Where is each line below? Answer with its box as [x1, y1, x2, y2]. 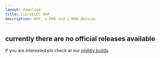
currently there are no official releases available [5, 34, 156, 43]
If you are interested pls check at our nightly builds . [5, 48, 110, 54]
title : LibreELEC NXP [5, 12, 50, 17]
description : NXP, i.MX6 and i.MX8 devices [5, 16, 96, 21]
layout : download [5, 7, 41, 12]
